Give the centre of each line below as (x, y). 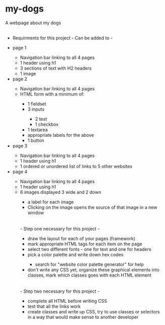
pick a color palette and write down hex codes (75, 254)
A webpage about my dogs (33, 23)
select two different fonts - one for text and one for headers (89, 249)
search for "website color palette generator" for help (90, 264)
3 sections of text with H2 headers (56, 68)
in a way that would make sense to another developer (83, 317)
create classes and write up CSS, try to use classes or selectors (94, 311)
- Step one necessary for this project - (60, 229)
